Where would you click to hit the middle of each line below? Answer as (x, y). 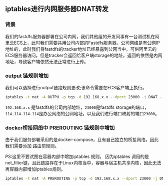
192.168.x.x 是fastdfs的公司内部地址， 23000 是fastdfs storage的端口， (77, 107)
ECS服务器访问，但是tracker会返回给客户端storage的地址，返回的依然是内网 (84, 55)
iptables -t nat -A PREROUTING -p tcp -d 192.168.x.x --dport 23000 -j (81, 179)
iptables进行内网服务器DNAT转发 (57, 9)
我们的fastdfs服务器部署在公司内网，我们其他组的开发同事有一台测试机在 (80, 36)
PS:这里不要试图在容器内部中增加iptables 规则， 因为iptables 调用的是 (77, 156)
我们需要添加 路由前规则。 (32, 146)
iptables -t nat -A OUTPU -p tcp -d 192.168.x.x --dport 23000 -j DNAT (81, 97)
